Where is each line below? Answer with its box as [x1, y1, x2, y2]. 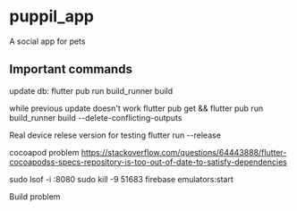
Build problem [9, 190, 61, 202]
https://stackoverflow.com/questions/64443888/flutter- [81, 147, 287, 157]
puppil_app [9, 6, 94, 27]
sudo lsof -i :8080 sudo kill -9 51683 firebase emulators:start [9, 173, 234, 184]
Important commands [9, 62, 132, 77]
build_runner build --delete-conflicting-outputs [9, 112, 182, 122]
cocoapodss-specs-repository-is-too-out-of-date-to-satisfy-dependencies [9, 156, 288, 167]
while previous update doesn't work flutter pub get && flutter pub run [9, 103, 264, 114]
